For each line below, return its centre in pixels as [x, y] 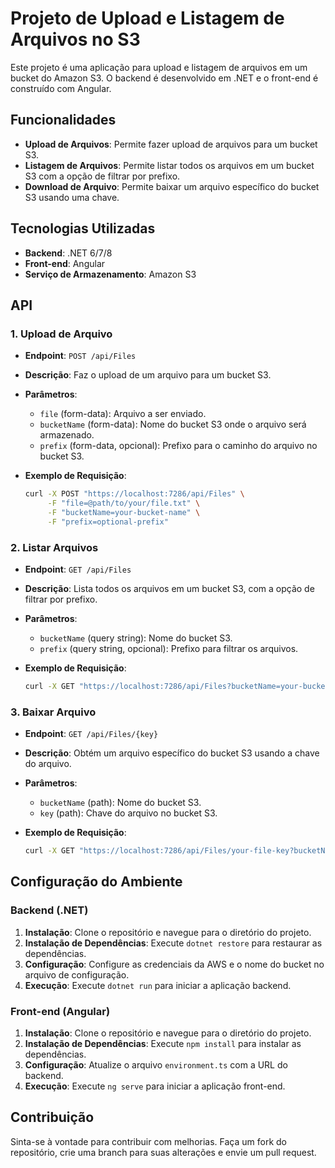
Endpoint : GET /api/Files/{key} [91, 734]
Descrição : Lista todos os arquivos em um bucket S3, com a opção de [169, 589]
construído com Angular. [61, 88]
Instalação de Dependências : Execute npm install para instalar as [163, 1044]
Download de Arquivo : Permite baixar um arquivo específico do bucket [172, 186]
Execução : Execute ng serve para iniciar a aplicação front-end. [155, 1086]
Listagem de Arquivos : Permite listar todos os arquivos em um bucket [169, 165]
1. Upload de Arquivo [61, 334]
